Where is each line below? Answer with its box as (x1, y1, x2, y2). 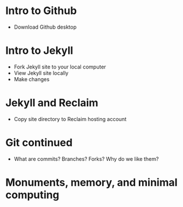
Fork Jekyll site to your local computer (13, 63, 106, 70)
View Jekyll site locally (13, 69, 69, 77)
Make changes (13, 75, 50, 82)
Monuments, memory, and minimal (5, 175, 178, 189)
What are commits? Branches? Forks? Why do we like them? (13, 155, 159, 162)
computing (5, 188, 59, 201)
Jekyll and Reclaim (5, 96, 98, 109)
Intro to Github (5, 4, 77, 18)
